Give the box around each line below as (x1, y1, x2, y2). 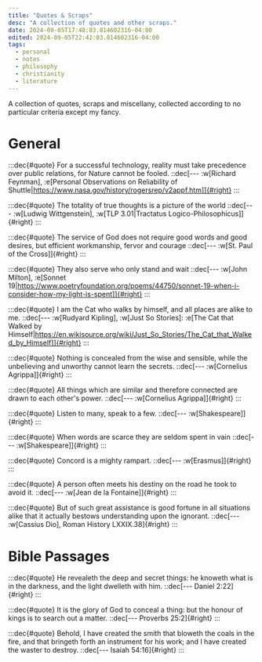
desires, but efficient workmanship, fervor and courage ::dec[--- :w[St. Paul (8, 241, 253, 251)
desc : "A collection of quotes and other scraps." (8, 19, 177, 27)
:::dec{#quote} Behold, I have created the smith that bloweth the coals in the (8, 629, 255, 638)
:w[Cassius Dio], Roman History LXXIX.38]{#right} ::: (8, 520, 178, 529)
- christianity (15, 70, 65, 78)
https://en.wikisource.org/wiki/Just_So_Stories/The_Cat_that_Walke (35, 330, 253, 339)
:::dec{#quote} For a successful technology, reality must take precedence (8, 160, 247, 170)
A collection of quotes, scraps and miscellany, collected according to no (8, 99, 242, 108)
